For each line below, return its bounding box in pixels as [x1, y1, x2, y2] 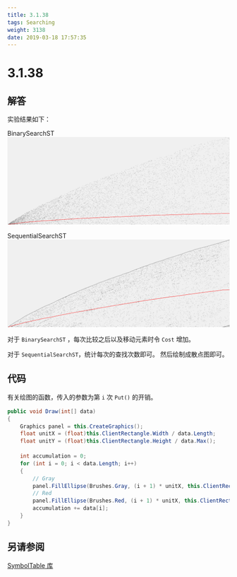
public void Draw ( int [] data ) [7, 407, 97, 415]
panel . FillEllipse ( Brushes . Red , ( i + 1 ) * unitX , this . [32, 497, 200, 505]
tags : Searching [7, 18, 55, 26]
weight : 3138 [7, 26, 46, 33]
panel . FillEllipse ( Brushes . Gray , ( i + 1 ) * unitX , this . [32, 482, 204, 489]
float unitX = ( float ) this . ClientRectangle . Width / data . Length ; [20, 430, 217, 438]
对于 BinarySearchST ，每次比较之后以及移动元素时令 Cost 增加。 [7, 334, 195, 343]
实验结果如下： [7, 115, 51, 124]
